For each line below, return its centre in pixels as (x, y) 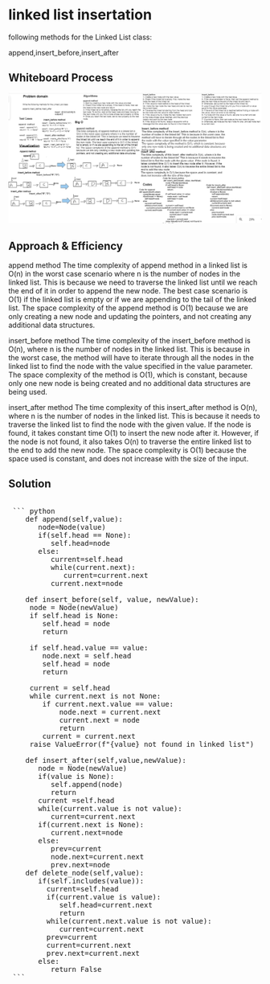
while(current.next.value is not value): (129, 921)
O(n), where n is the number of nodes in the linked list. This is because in (129, 349)
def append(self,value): (74, 519)
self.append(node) (87, 784)
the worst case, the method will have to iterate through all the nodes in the (131, 357)
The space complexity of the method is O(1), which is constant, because (128, 375)
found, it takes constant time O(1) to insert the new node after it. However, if (134, 433)
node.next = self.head (87, 656)
